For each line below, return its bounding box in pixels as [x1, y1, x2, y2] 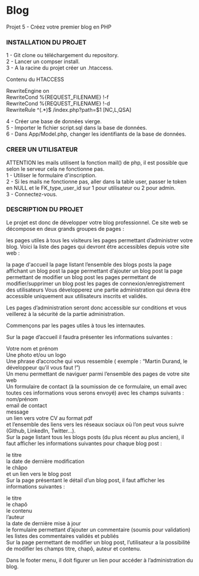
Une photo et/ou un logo [6, 351, 67, 358]
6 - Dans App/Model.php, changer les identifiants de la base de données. [6, 130, 186, 137]
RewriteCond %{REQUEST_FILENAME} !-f [6, 93, 109, 101]
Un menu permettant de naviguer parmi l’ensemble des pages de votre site [6, 370, 190, 377]
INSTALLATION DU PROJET [6, 38, 87, 46]
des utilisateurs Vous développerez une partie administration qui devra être [6, 286, 191, 293]
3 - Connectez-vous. [6, 190, 58, 198]
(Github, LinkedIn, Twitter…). [6, 427, 76, 434]
